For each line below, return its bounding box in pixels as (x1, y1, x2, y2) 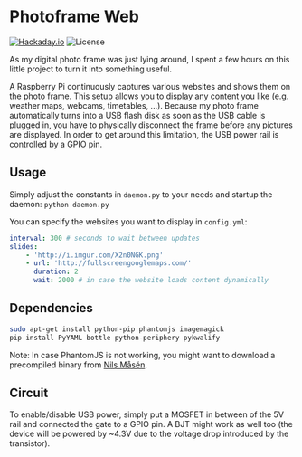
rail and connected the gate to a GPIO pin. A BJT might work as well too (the (9, 419, 294, 430)
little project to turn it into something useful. (9, 63, 173, 74)
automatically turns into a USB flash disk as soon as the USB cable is (9, 109, 266, 120)
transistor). (9, 438, 51, 449)
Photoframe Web (9, 6, 140, 27)
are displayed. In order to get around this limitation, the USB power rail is (9, 129, 279, 139)
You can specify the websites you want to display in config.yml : (9, 215, 248, 227)
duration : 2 (33, 267, 79, 277)
